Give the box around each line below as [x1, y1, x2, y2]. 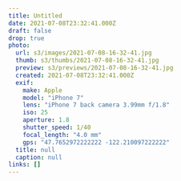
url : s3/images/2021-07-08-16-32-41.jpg [15, 49, 152, 57]
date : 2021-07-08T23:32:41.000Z [8, 19, 116, 27]
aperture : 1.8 [22, 116, 70, 124]
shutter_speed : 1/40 [22, 123, 91, 131]
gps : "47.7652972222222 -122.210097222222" [22, 138, 171, 147]
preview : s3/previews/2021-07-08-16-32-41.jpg [15, 64, 174, 72]
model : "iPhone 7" [22, 94, 84, 102]
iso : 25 [22, 109, 48, 117]
